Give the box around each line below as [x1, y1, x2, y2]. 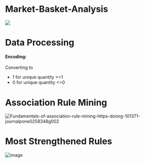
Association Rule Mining [5, 97, 107, 108]
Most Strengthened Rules [5, 136, 112, 147]
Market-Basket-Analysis [5, 3, 108, 15]
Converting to [5, 64, 33, 70]
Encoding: [5, 54, 27, 59]
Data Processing [5, 37, 75, 48]
